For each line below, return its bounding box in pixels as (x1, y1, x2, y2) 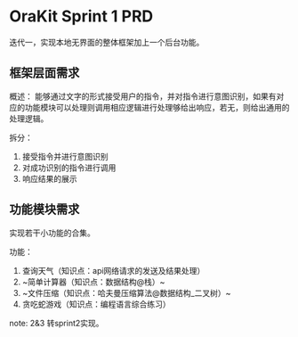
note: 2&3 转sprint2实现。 (9, 317, 104, 328)
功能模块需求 (9, 202, 80, 218)
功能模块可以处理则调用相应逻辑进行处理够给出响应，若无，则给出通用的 (24, 102, 290, 112)
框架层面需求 (9, 65, 80, 81)
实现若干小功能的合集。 (9, 227, 95, 238)
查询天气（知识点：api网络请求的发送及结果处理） (21, 265, 205, 275)
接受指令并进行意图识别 (21, 151, 109, 161)
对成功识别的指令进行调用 (21, 162, 117, 173)
